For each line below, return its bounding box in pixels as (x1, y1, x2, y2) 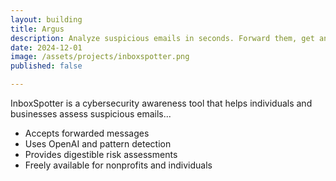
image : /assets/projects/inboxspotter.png (10, 52, 190, 62)
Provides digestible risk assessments (24, 149, 178, 160)
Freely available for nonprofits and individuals (24, 159, 213, 171)
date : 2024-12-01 (10, 42, 83, 53)
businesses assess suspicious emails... (10, 108, 172, 120)
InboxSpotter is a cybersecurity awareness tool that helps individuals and (10, 97, 313, 109)
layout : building (10, 14, 83, 25)
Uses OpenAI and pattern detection (24, 138, 172, 150)
